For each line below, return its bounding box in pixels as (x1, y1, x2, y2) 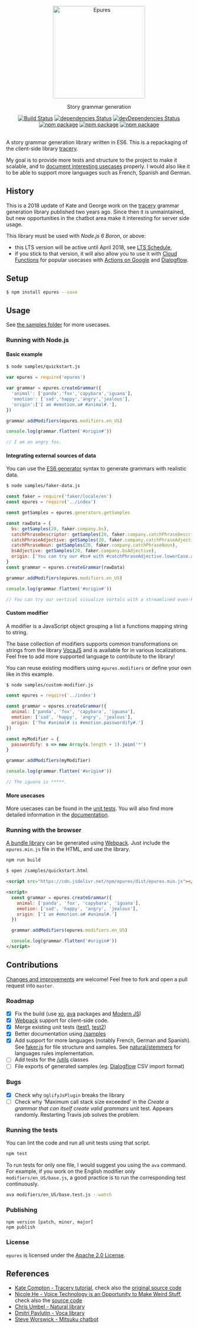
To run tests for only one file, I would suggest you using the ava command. (6, 1162, 187, 1169)
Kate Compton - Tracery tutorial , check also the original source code (14, 1284, 182, 1291)
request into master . (6, 982, 54, 989)
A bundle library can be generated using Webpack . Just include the (6, 839, 170, 846)
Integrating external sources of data (6, 452, 96, 459)
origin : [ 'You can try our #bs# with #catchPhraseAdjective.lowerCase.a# (11, 553, 196, 559)
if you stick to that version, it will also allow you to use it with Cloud (14, 250, 177, 257)
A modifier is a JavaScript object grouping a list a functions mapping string (6, 622, 188, 630)
